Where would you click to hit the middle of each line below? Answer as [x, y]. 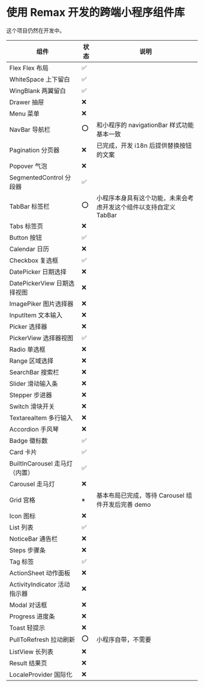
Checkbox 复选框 [34, 260]
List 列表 [21, 527]
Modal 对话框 [28, 605]
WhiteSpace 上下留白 [40, 79]
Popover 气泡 [28, 166]
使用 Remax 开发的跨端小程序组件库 [96, 12]
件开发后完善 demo [124, 504]
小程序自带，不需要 [124, 640]
